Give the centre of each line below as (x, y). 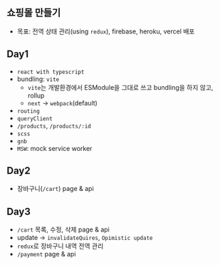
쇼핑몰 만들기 (34, 13)
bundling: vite (38, 79)
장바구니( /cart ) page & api (55, 189)
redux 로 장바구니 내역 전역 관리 (60, 246)
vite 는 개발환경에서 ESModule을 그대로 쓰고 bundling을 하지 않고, (120, 87)
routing (28, 111)
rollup (36, 95)
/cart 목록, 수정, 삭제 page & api (63, 229)
